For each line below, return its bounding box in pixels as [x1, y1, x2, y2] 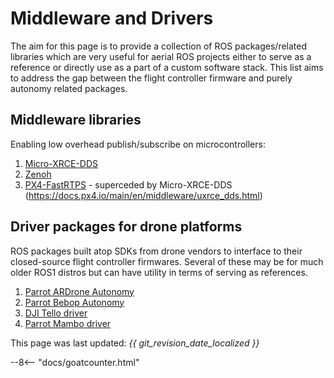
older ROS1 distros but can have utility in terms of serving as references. [10, 266, 308, 278]
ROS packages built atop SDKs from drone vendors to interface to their [10, 245, 303, 257]
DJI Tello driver [24, 307, 88, 319]
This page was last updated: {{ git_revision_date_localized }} [10, 337, 260, 349]
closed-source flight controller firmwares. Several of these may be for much [10, 255, 324, 267]
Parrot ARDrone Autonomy [24, 285, 135, 297]
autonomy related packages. [10, 82, 128, 94]
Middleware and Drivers [10, 7, 214, 30]
